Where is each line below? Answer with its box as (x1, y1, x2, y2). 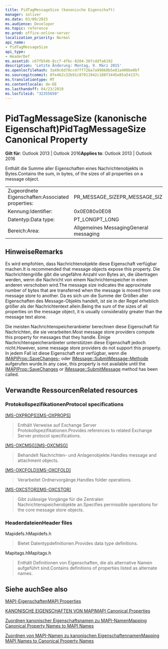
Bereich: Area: (7, 227, 40, 234)
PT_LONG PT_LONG (73, 216, 119, 223)
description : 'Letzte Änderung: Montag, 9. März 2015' (5, 63, 122, 68)
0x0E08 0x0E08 (73, 208, 111, 215)
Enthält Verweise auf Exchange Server (17, 422, 96, 428)
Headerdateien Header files (5, 519, 72, 526)
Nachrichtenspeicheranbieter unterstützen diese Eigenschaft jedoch (5, 340, 146, 346)
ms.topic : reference (5, 26, 48, 31)
